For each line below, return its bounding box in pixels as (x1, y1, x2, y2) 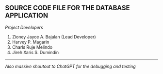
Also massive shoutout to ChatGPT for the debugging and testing (5, 63, 136, 69)
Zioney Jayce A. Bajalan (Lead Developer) (12, 34, 96, 39)
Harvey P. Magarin (12, 39, 49, 45)
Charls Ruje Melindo (12, 44, 52, 50)
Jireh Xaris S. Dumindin (12, 49, 59, 55)
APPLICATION (5, 12, 49, 20)
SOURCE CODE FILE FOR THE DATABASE (5, 4, 130, 12)
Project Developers (5, 24, 44, 30)
